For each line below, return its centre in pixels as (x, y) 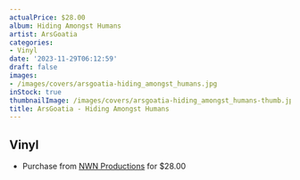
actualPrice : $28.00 (48, 17)
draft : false (33, 68)
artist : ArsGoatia (43, 34)
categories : (31, 42)
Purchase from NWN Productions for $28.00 (104, 167)
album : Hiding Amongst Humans (66, 26)
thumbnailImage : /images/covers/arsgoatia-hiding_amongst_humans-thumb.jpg (153, 100)
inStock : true (36, 92)
